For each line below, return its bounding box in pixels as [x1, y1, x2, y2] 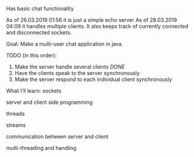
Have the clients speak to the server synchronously [14, 70, 140, 76]
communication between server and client [6, 133, 109, 140]
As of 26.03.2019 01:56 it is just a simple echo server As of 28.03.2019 [6, 17, 177, 23]
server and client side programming [6, 99, 93, 106]
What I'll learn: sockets [6, 87, 62, 94]
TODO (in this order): [6, 52, 57, 58]
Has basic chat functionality [6, 5, 74, 12]
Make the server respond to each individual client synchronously [14, 76, 172, 83]
